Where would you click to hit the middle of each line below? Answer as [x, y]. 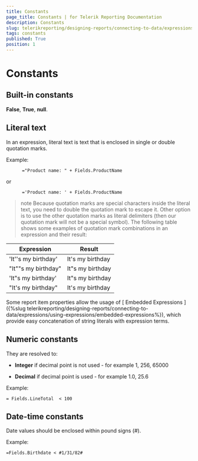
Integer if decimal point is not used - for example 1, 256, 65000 [92, 365]
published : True [26, 39]
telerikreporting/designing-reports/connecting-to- [88, 308]
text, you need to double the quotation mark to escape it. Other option [105, 209]
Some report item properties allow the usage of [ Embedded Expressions [94, 302]
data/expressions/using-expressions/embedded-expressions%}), [86, 314]
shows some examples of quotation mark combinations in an [94, 228]
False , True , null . [27, 109]
